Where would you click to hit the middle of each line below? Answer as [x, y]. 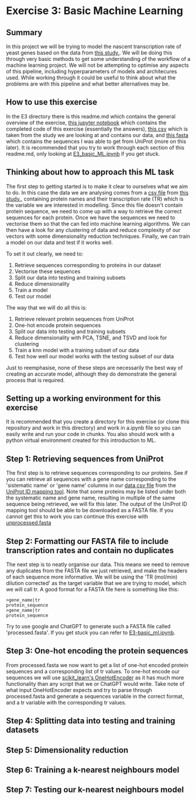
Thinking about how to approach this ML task [90, 172]
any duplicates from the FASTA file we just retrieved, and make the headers [97, 571]
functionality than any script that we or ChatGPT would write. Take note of [95, 683]
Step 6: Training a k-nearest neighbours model [93, 770]
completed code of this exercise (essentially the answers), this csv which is [97, 129]
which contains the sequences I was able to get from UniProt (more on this [96, 141]
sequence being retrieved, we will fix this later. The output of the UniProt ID [97, 504]
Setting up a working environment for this [83, 399]
